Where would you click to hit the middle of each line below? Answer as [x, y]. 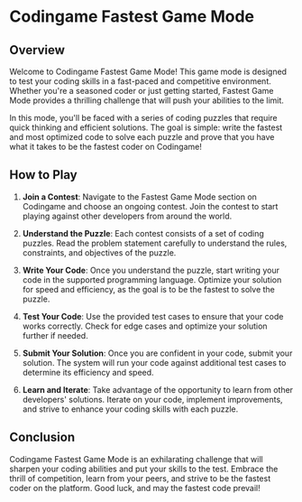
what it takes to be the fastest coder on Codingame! [106, 147]
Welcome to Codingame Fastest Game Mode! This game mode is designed [148, 71]
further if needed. [55, 335]
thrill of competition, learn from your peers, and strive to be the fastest [140, 478]
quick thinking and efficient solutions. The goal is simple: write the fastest [146, 127]
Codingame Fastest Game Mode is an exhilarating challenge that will [136, 459]
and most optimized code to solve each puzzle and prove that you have [142, 137]
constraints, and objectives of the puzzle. [99, 252]
